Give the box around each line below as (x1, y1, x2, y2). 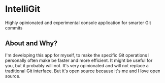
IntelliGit (5, 3, 40, 15)
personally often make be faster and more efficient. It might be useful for (5, 57, 153, 63)
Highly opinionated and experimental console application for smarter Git (5, 20, 151, 26)
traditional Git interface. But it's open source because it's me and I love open (5, 68, 161, 74)
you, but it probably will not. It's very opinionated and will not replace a (5, 62, 149, 68)
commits (5, 25, 23, 30)
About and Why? (5, 39, 58, 48)
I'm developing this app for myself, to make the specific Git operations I (5, 52, 150, 58)
